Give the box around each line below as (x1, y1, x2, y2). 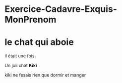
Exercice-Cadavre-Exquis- (4, 3, 118, 15)
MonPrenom (4, 14, 57, 25)
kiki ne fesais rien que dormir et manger (4, 72, 86, 78)
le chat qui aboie (4, 37, 74, 48)
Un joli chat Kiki (4, 63, 37, 69)
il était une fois (4, 53, 35, 59)
